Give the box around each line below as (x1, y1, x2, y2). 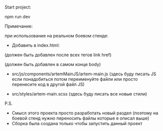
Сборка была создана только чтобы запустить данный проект (11, 121, 143, 126)
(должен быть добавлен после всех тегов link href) (4, 52, 112, 58)
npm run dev (4, 14, 31, 19)
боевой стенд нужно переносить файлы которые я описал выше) (11, 115, 150, 121)
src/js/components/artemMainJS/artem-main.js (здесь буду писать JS (11, 71, 156, 77)
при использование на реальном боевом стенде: (4, 33, 109, 38)
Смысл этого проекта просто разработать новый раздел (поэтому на (11, 110, 159, 116)
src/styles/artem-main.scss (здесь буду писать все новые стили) (11, 91, 147, 97)
